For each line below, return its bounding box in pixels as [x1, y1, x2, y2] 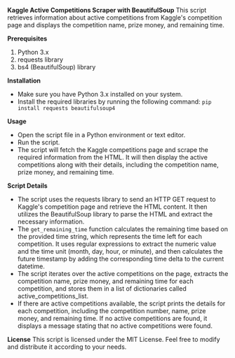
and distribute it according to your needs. [7, 343, 127, 351]
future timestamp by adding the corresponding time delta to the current [17, 255, 224, 263]
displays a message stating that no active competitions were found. [17, 322, 213, 330]
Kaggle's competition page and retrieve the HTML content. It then [17, 202, 208, 211]
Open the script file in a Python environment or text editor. [17, 131, 186, 139]
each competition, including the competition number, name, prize [17, 307, 206, 315]
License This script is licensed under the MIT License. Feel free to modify [7, 336, 220, 343]
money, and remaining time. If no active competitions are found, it [17, 315, 208, 322]
